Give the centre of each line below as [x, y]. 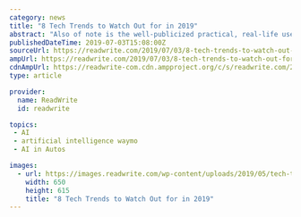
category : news [38, 17]
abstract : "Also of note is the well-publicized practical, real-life [144, 34]
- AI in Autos [39, 150]
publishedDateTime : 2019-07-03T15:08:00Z [88, 42]
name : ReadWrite [47, 100]
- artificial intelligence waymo [76, 141]
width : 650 [46, 182]
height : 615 [47, 190]
